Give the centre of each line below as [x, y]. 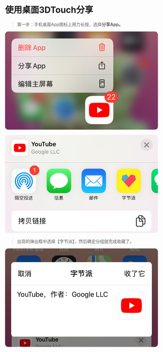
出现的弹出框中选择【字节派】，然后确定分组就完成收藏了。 [75, 242]
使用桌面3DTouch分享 [49, 10]
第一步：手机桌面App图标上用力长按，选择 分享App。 [70, 24]
